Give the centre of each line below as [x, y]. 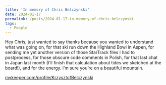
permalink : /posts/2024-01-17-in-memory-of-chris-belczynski [70, 19]
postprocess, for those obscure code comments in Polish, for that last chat [81, 57]
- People [19, 28]
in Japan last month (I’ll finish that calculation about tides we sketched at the [83, 63]
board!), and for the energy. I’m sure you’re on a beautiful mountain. [74, 68]
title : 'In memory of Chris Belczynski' [48, 10]
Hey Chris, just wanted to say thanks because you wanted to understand [79, 42]
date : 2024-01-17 [23, 14]
